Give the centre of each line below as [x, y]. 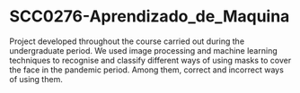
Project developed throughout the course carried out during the [127, 41]
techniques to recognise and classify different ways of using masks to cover [150, 60]
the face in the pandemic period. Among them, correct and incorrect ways [147, 70]
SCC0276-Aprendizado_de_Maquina [150, 17]
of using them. [36, 79]
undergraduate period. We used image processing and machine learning [143, 50]
